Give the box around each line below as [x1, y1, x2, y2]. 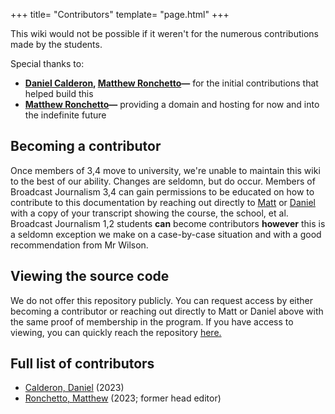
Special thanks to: [10, 58, 85, 69]
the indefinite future [24, 109, 107, 121]
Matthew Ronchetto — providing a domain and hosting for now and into [24, 99, 320, 110]
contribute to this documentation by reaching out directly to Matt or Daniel [10, 196, 316, 208]
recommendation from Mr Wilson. [10, 239, 149, 251]
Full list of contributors [10, 355, 155, 373]
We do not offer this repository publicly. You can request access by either [10, 294, 314, 306]
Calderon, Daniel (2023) [24, 382, 125, 394]
